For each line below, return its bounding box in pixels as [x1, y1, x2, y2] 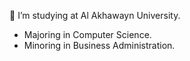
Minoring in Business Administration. [23, 40, 176, 51]
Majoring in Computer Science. [23, 29, 152, 40]
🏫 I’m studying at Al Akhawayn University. [9, 10, 181, 21]
